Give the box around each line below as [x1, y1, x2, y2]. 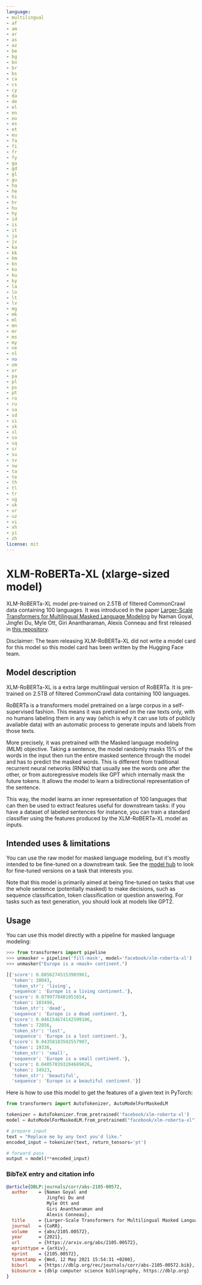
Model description [6, 667, 76, 678]
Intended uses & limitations [6, 838, 111, 849]
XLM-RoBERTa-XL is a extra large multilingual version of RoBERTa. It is [6, 683, 182, 691]
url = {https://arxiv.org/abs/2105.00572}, [11, 1240, 138, 1246]
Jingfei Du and [46, 1195, 85, 1201]
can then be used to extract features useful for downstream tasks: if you [6, 802, 186, 809]
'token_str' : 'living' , [11, 983, 71, 989]
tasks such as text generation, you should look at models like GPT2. [6, 898, 174, 905]
